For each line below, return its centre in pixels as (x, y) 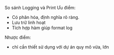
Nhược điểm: (18, 37)
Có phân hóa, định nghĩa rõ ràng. (46, 17)
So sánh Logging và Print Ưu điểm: (40, 8)
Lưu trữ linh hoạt (28, 23)
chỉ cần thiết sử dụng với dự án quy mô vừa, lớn (60, 47)
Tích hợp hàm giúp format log (42, 28)
